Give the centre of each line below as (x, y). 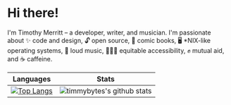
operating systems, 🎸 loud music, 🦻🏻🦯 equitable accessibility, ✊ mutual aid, (116, 50)
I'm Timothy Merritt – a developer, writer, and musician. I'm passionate (109, 32)
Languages (32, 79)
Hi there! (33, 13)
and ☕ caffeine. (30, 58)
